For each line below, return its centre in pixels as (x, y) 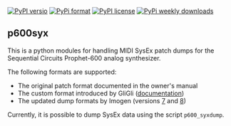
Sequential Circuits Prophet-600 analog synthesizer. (84, 58)
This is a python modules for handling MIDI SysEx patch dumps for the (111, 51)
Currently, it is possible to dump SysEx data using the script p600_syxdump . (116, 115)
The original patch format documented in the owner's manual (108, 85)
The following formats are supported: (62, 72)
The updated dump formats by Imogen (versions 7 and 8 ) (102, 100)
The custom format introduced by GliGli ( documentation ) (101, 93)
